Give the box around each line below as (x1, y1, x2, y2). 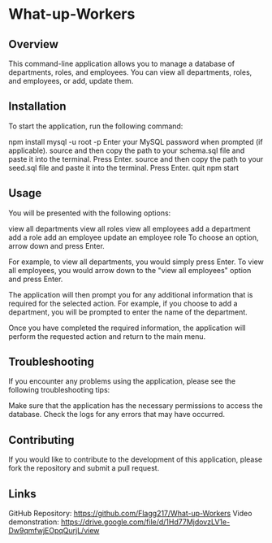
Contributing (8, 432, 75, 447)
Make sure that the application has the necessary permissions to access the (8, 401, 263, 411)
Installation (8, 99, 67, 114)
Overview (8, 37, 59, 51)
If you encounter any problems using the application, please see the (8, 376, 236, 386)
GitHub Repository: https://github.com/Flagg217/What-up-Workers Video (8, 509, 253, 519)
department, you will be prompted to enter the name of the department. (8, 306, 248, 317)
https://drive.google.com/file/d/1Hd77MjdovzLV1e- (60, 517, 231, 527)
